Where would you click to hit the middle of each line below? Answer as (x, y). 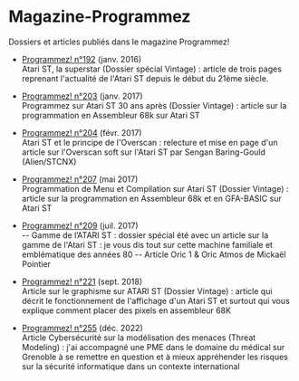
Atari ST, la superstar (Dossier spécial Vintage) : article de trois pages (152, 69)
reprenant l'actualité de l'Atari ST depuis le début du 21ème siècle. (145, 78)
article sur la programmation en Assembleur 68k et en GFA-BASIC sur (151, 198)
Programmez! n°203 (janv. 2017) (82, 96)
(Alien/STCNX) (49, 161)
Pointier (36, 263)
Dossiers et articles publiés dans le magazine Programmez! (119, 42)
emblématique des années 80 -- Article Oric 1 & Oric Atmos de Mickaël (154, 254)
